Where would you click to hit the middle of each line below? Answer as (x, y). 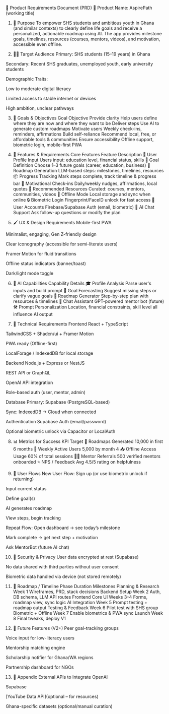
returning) (23, 479)
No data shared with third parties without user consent (62, 567)
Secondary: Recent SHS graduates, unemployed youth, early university (79, 64)
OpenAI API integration (29, 382)
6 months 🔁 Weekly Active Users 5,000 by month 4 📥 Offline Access (84, 449)
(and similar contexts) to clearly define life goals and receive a (77, 28)
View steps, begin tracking (33, 518)
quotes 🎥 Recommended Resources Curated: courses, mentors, (79, 189)
